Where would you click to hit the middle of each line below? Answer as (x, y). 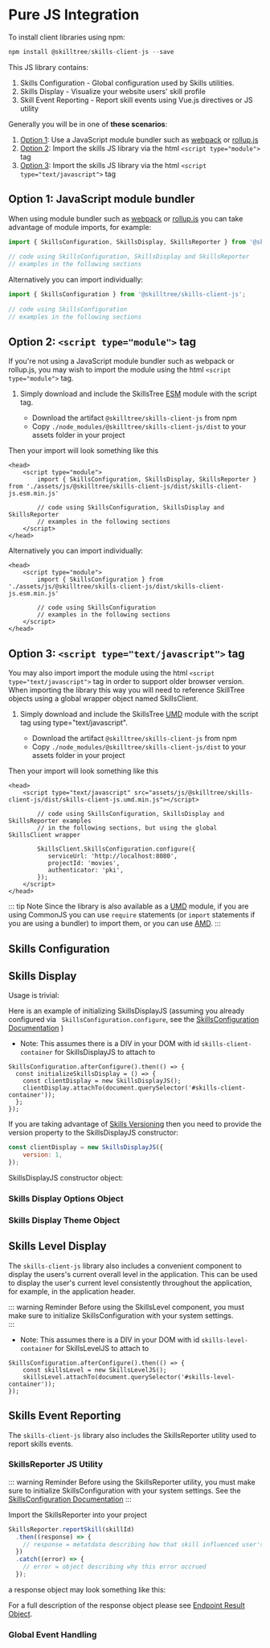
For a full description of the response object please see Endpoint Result (127, 1605)
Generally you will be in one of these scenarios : (88, 124)
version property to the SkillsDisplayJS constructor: (93, 1133)
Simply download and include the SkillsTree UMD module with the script (139, 715)
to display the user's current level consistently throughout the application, (130, 1283)
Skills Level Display (57, 1246)
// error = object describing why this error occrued (115, 1567)
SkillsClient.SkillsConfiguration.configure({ (117, 849)
